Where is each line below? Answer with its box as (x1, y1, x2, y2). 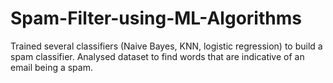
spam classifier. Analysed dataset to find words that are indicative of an (10, 50, 305, 62)
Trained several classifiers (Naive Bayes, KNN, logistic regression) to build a (10, 40, 323, 52)
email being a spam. (10, 61, 93, 73)
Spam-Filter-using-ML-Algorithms (10, 7, 302, 30)
